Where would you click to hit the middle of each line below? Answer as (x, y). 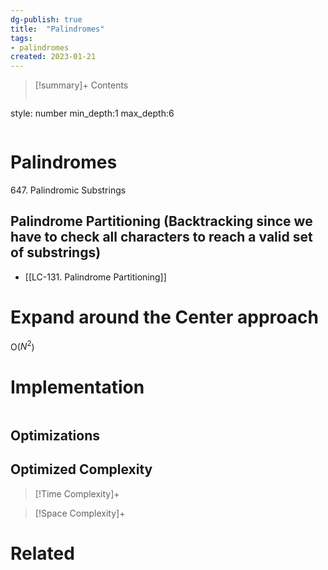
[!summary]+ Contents (81, 85)
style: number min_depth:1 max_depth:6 (92, 113)
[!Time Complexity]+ (77, 493)
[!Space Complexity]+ (80, 513)
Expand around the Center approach (164, 317)
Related (42, 553)
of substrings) (56, 252)
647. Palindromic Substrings (68, 190)
